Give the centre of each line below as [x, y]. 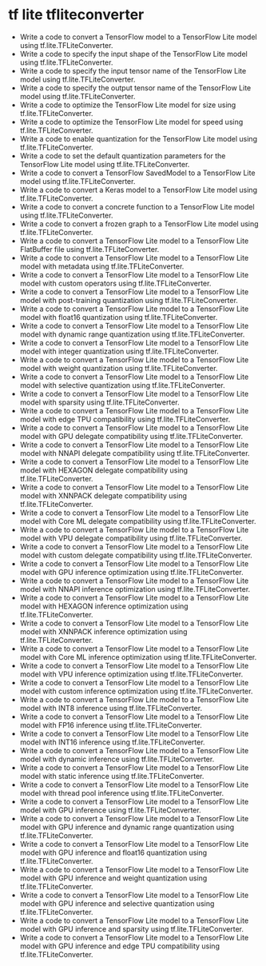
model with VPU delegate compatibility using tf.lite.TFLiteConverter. [131, 538]
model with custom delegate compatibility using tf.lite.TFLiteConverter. [136, 555]
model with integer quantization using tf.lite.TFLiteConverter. [119, 351]
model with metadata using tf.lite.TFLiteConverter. [102, 266]
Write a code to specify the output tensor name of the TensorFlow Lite [135, 88]
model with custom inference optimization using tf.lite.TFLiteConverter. [136, 691]
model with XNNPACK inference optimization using [103, 631]
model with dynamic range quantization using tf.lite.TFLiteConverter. [132, 334]
